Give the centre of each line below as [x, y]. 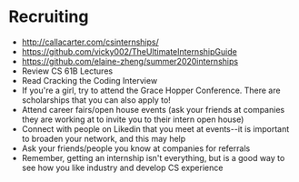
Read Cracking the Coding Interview [90, 80]
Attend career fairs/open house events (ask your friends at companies [153, 109]
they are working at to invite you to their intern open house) [133, 119]
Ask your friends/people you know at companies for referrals [136, 148]
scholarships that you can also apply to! [96, 100]
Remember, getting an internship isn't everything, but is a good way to [153, 157]
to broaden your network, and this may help [104, 138]
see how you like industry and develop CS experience [122, 167]
